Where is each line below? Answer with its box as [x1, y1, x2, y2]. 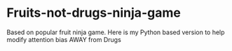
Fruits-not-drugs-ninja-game [6, 5, 182, 21]
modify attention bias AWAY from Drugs [6, 35, 122, 43]
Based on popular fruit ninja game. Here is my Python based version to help [6, 28, 225, 36]
